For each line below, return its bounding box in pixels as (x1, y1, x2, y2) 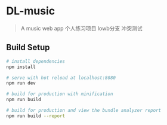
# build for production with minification (6, 91, 113, 97)
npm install (6, 64, 36, 70)
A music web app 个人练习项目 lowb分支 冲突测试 (20, 25, 143, 32)
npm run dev (6, 80, 36, 86)
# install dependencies (6, 58, 66, 64)
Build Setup (6, 42, 50, 53)
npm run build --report (6, 112, 66, 119)
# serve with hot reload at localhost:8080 (6, 75, 116, 81)
